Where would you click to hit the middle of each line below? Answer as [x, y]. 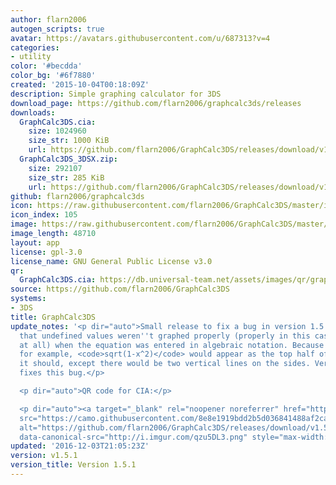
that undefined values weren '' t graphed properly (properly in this [165, 336]
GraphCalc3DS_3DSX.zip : [68, 159]
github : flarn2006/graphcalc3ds [77, 196]
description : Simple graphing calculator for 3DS [116, 94]
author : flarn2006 [48, 19]
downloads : [33, 112]
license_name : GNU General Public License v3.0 [111, 261]
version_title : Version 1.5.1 [73, 465]
